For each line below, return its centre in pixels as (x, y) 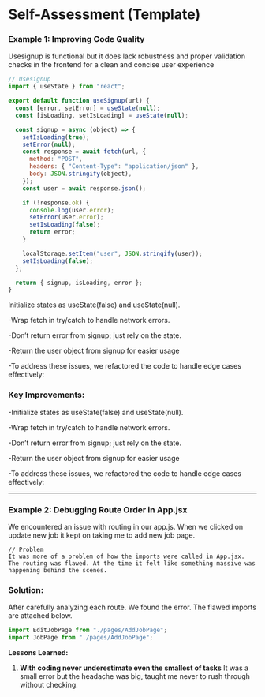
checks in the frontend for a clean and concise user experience (111, 65)
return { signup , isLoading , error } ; (79, 283)
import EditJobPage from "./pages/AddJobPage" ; (88, 630)
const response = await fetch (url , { (84, 152)
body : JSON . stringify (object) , (80, 174)
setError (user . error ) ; (66, 217)
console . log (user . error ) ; (71, 210)
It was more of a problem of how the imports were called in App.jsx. (127, 556)
